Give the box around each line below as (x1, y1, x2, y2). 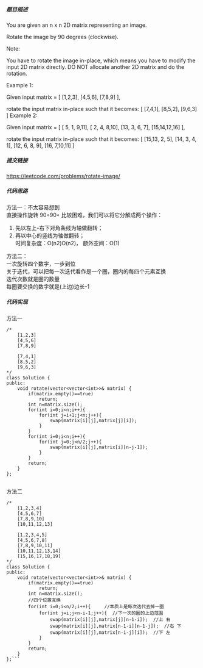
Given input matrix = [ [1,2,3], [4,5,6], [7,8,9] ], (6, 93, 120, 101)
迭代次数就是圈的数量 (6, 275, 60, 282)
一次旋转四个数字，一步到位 (6, 260, 76, 267)
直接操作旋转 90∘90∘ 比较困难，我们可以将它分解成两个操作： (6, 211, 163, 218)
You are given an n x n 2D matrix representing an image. (6, 21, 147, 29)
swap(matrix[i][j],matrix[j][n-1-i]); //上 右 (49, 616, 171, 622)
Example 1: (6, 81, 33, 88)
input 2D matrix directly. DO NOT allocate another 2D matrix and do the (6, 63, 185, 70)
